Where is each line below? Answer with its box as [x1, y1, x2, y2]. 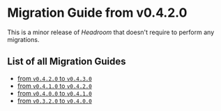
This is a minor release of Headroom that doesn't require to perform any [7, 28, 215, 36]
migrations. [7, 35, 40, 43]
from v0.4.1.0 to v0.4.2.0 [17, 82, 92, 90]
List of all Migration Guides [7, 56, 127, 68]
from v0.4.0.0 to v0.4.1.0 [17, 89, 92, 97]
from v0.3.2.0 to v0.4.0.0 [17, 96, 92, 105]
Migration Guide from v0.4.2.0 [7, 5, 188, 21]
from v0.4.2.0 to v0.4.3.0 [17, 74, 92, 82]
